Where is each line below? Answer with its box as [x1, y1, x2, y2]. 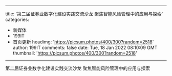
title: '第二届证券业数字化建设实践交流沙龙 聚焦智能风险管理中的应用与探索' [5, 11, 163, 17]
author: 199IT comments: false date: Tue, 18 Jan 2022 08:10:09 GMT [12, 44, 158, 50]
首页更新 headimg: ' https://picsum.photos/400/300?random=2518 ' [12, 39, 154, 45]
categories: [5, 16, 29, 22]
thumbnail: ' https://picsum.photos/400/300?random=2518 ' [12, 50, 137, 56]
